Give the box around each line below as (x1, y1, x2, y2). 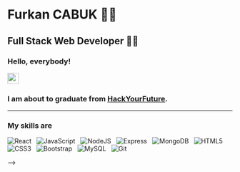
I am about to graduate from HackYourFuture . (7, 93, 168, 103)
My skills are (7, 121, 52, 131)
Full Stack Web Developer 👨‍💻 (7, 35, 139, 47)
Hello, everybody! (7, 56, 71, 66)
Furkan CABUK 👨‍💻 (7, 6, 117, 23)
